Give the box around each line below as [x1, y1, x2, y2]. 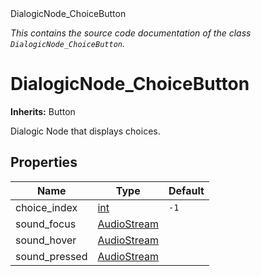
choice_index [15, 200, 78, 214]
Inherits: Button [10, 105, 76, 117]
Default [168, 183, 205, 197]
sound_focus [15, 217, 77, 231]
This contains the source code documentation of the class [10, 27, 252, 39]
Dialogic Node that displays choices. [10, 125, 161, 137]
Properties [10, 154, 78, 171]
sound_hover [15, 233, 77, 247]
